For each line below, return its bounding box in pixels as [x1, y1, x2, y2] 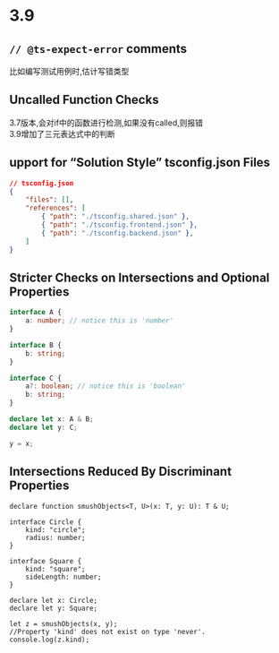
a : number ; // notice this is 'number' [25, 316, 174, 325]
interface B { [9, 340, 63, 349]
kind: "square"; [25, 564, 87, 573]
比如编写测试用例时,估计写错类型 [9, 66, 130, 76]
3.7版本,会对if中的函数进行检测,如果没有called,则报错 [9, 117, 204, 128]
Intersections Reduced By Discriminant [9, 464, 232, 479]
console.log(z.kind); [9, 635, 90, 644]
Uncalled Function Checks [9, 92, 159, 107]
